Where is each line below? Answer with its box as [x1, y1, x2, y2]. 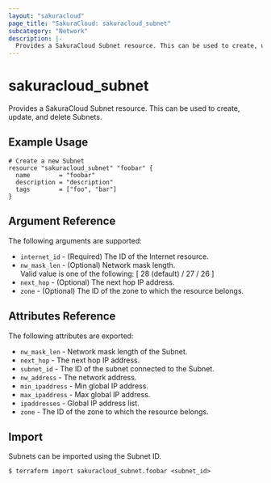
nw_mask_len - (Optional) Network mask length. [19, 260, 176, 269]
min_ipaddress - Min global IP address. [19, 381, 149, 391]
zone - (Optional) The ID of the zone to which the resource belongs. [19, 286, 244, 295]
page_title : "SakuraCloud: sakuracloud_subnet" [8, 19, 172, 28]
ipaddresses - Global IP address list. [19, 398, 140, 408]
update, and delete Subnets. [8, 112, 102, 122]
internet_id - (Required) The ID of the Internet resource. [19, 252, 210, 261]
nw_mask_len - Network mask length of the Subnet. [19, 346, 188, 356]
